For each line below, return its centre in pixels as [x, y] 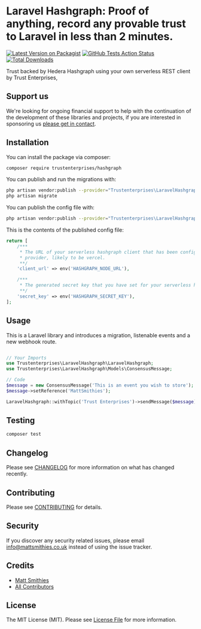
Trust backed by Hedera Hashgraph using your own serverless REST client [98, 71]
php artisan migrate [32, 196]
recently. [17, 474]
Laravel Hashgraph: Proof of [78, 11]
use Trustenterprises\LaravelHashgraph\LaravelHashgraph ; [80, 363]
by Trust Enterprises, [32, 77]
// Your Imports [26, 358]
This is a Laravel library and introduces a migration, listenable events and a [98, 335]
